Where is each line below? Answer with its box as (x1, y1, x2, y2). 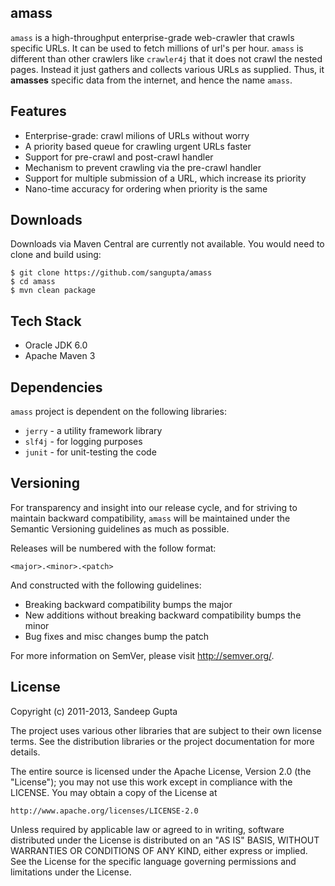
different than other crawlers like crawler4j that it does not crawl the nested (10, 52, 323, 65)
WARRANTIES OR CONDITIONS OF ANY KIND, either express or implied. (10, 844, 308, 856)
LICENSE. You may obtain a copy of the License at (10, 786, 218, 798)
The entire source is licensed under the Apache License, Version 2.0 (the (10, 765, 312, 777)
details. (10, 746, 41, 758)
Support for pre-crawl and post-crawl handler (24, 151, 214, 163)
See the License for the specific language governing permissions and (10, 855, 297, 867)
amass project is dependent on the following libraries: (10, 406, 227, 418)
